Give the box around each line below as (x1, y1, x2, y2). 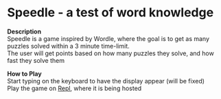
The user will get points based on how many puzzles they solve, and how (7, 49, 214, 57)
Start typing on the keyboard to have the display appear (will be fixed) (7, 76, 205, 85)
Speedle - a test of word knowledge (7, 5, 214, 20)
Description (7, 27, 42, 36)
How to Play (7, 70, 43, 78)
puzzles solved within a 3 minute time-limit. (7, 42, 130, 50)
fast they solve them (7, 56, 65, 64)
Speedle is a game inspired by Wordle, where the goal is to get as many (7, 34, 210, 42)
